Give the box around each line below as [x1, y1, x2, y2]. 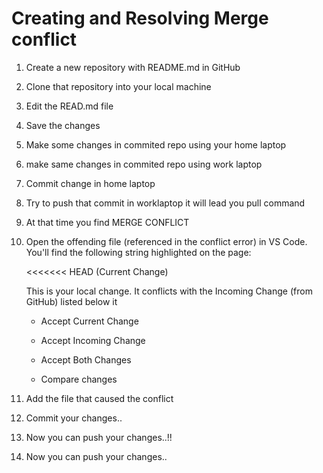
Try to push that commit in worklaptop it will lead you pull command [25, 197, 306, 209]
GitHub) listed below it [25, 295, 118, 307]
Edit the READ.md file [25, 100, 114, 112]
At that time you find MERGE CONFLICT [25, 216, 190, 228]
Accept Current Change [40, 315, 139, 327]
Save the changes [25, 119, 101, 131]
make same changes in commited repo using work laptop [25, 158, 263, 170]
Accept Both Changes [40, 353, 132, 366]
